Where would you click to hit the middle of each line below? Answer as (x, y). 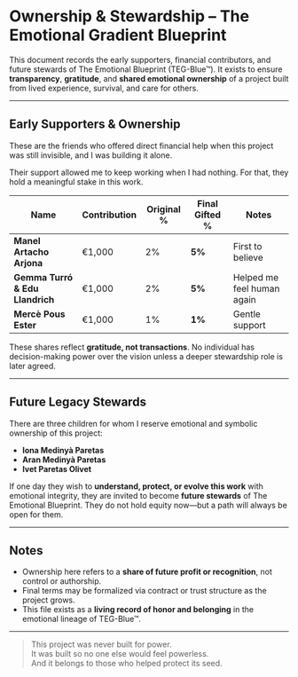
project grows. (48, 600)
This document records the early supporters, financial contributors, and (140, 59)
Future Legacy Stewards (78, 402)
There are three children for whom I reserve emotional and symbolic (133, 423)
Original (164, 209)
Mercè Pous (39, 314)
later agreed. (32, 366)
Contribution (110, 215)
